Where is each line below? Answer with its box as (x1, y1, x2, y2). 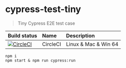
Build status (8, 32, 37, 39)
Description (66, 32, 95, 39)
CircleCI (42, 40, 62, 47)
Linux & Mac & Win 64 (66, 40, 119, 47)
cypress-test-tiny (5, 4, 81, 15)
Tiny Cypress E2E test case (17, 20, 75, 26)
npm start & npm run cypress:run (5, 58, 76, 63)
